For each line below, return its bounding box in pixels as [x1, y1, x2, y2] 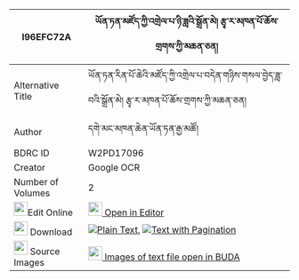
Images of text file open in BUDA [104, 251, 240, 263]
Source [29, 245, 61, 257]
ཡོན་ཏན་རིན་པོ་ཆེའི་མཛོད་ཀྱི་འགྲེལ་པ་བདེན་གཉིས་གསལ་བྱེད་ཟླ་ [87, 69, 283, 81]
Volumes [13, 187, 51, 199]
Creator [13, 162, 46, 173]
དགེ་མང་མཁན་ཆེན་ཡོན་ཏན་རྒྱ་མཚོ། [87, 123, 198, 134]
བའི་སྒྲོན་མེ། [87, 94, 125, 106]
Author [13, 125, 43, 138]
